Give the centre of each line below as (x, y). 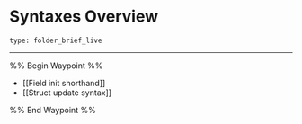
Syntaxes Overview (84, 17)
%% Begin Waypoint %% (56, 66)
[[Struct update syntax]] (67, 93)
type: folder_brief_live (56, 40)
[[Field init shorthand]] (64, 83)
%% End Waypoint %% (53, 110)
